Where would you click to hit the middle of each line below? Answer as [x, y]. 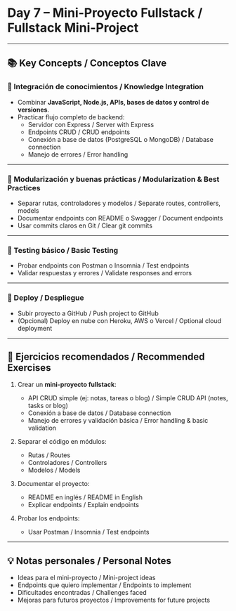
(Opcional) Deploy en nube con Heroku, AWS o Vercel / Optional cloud [119, 320]
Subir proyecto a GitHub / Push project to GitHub [88, 313]
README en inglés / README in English [85, 497]
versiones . [33, 110]
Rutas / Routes [49, 455]
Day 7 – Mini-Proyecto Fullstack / [105, 13]
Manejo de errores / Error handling [78, 154]
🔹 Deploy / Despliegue [46, 298]
